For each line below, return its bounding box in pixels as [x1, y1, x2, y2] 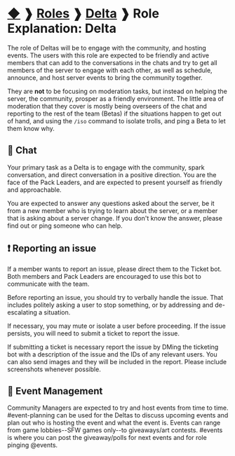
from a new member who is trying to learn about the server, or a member [7, 206, 218, 215]
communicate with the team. [7, 279, 90, 288]
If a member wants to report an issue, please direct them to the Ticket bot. [7, 265, 222, 273]
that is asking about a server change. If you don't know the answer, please [7, 214, 223, 222]
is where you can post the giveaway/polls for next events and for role [7, 434, 207, 442]
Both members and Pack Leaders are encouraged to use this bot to [7, 272, 201, 280]
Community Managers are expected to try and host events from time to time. [7, 403, 229, 412]
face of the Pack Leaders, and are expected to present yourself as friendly [7, 178, 223, 186]
